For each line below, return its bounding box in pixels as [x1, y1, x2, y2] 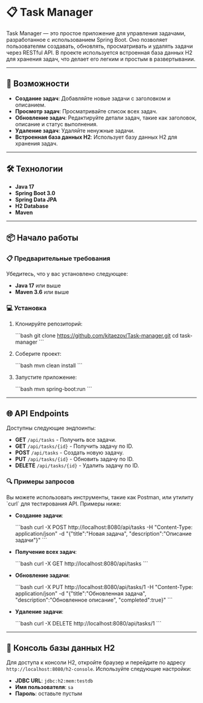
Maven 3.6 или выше [14, 288, 69, 296]
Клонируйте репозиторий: [14, 320, 83, 327]
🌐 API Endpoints [6, 408, 69, 419]
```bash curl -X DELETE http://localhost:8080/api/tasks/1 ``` [14, 619, 162, 627]
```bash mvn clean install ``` [14, 362, 83, 369]
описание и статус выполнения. [14, 120, 98, 128]
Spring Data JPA [14, 196, 57, 203]
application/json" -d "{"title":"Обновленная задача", [14, 590, 147, 597]
